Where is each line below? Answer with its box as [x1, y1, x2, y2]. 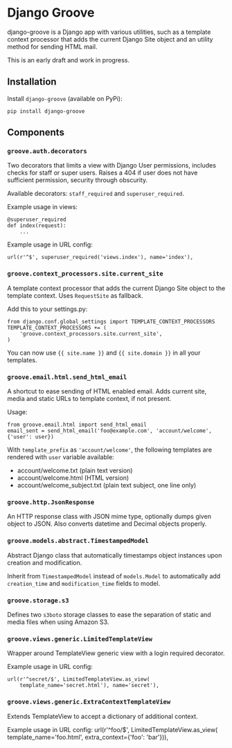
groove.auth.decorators [7, 148, 88, 155]
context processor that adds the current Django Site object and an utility [7, 35, 213, 43]
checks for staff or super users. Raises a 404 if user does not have [7, 168, 198, 177]
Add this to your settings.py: [7, 305, 88, 313]
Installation [7, 76, 57, 88]
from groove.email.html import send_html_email [7, 421, 148, 429]
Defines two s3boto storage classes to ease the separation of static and [7, 610, 211, 618]
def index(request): [7, 222, 67, 229]
